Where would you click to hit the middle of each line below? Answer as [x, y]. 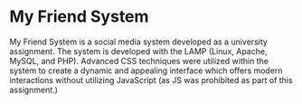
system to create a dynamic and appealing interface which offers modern [146, 71]
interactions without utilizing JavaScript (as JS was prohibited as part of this [151, 80]
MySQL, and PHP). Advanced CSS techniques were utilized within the [139, 61]
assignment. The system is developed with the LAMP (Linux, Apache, [138, 51]
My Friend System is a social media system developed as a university [139, 42]
